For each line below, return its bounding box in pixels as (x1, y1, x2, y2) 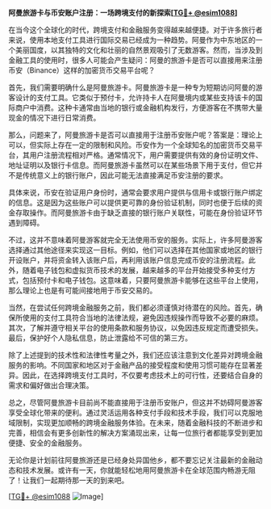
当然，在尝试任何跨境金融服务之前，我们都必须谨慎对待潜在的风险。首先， (8, 303, 256, 312)
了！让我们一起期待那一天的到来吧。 (8, 476, 129, 485)
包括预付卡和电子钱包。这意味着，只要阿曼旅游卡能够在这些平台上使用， (22, 276, 263, 285)
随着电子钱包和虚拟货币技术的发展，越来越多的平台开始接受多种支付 (22, 266, 248, 275)
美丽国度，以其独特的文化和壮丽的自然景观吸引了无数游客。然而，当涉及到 (15, 45, 263, 55)
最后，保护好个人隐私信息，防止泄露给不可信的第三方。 (8, 333, 192, 343)
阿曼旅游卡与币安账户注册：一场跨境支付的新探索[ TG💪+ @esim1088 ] (8, 8, 238, 17)
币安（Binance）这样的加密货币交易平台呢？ (8, 65, 156, 75)
